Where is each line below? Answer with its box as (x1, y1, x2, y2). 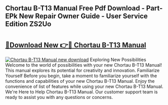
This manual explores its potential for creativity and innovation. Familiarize (5, 68, 160, 73)
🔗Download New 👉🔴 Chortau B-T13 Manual (5, 40, 147, 49)
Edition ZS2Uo (5, 20, 52, 28)
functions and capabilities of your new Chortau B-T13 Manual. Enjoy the (5, 78, 155, 84)
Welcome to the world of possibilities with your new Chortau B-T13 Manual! (5, 62, 162, 68)
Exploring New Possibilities (90, 57, 147, 63)
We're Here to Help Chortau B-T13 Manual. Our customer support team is (5, 89, 158, 95)
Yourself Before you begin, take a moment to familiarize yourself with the (5, 73, 157, 79)
